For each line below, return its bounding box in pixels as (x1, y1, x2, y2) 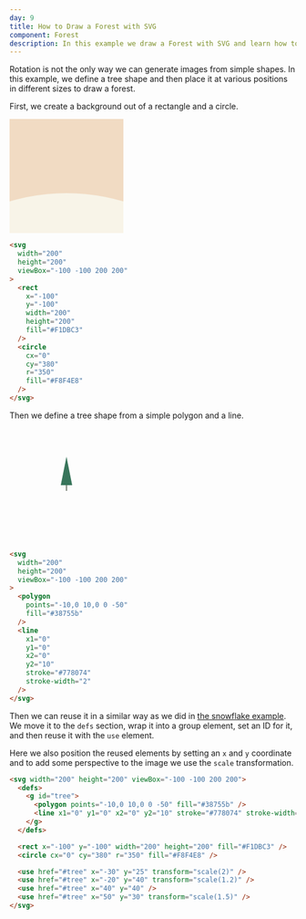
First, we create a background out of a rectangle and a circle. (9, 101, 239, 112)
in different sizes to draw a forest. (9, 83, 136, 94)
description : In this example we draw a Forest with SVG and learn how (9, 38, 287, 48)
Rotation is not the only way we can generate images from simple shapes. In (9, 64, 296, 75)
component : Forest (9, 30, 79, 39)
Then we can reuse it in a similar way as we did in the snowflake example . (9, 710, 287, 721)
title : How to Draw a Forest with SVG (9, 22, 157, 31)
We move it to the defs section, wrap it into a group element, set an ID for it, (9, 720, 293, 731)
